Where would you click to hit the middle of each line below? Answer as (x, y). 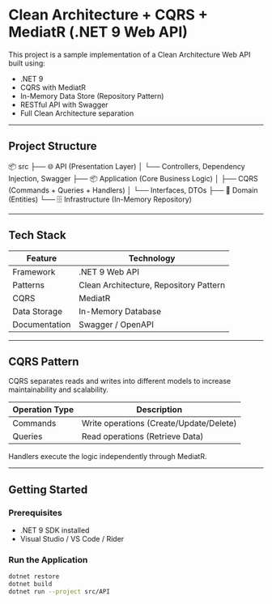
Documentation (42, 324)
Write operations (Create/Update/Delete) (159, 423)
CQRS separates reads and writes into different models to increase (120, 381)
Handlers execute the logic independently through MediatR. (108, 457)
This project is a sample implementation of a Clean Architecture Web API (130, 54)
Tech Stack (37, 235)
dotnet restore (34, 576)
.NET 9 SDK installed (55, 530)
